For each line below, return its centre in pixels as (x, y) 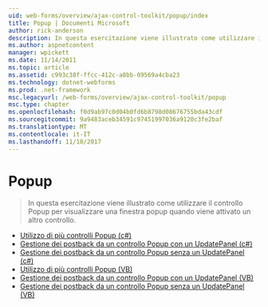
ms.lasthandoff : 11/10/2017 (55, 142)
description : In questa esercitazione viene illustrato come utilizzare (132, 38)
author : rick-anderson (46, 30)
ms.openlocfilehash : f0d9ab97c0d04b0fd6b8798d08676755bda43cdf (116, 112)
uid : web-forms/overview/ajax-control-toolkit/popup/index (108, 16)
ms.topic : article (39, 68)
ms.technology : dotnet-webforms (62, 82)
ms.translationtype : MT (48, 127)
